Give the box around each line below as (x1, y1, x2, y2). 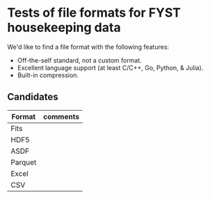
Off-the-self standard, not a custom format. (17, 56, 143, 64)
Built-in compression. (17, 71, 79, 79)
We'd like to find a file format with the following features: (7, 42, 169, 51)
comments (42, 111, 80, 121)
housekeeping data (7, 19, 121, 35)
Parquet (10, 157, 37, 167)
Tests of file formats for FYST (7, 5, 181, 21)
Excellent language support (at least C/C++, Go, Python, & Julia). (17, 63, 204, 72)
